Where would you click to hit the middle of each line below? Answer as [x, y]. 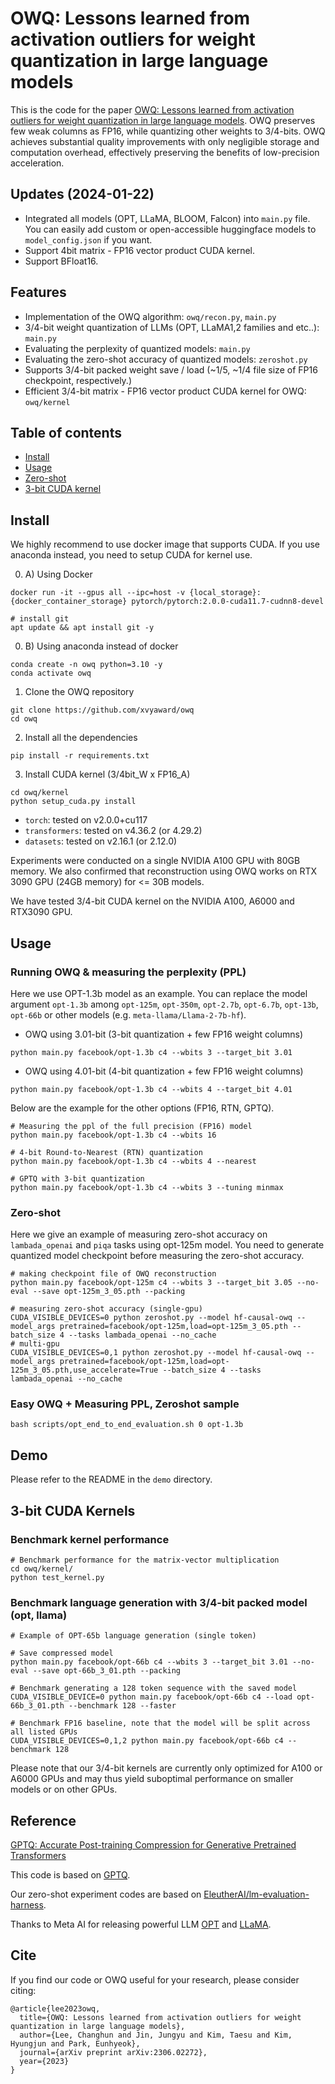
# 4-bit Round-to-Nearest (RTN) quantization [106, 1152]
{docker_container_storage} [69, 602]
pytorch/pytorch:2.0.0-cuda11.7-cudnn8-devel [228, 602]
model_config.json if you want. [88, 239]
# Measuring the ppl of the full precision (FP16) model [131, 1126]
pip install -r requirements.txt [80, 756]
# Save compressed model [62, 1653]
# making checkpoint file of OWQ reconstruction [113, 1274]
